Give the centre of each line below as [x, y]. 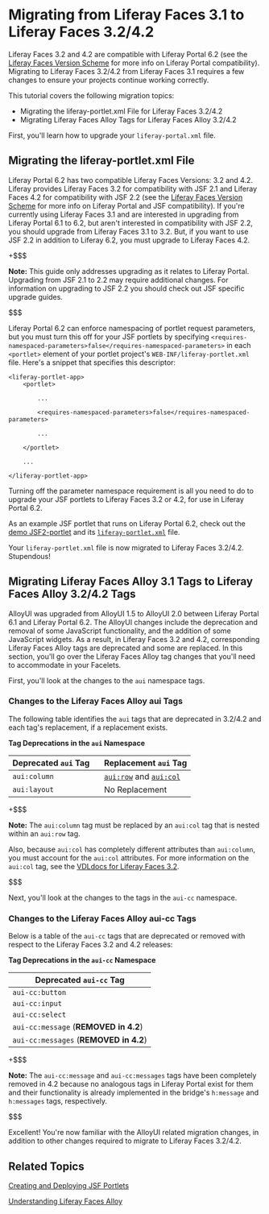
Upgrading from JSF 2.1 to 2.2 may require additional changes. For [118, 280]
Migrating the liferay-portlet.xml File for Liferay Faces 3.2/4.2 [121, 111]
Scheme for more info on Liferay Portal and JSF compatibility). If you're [126, 205]
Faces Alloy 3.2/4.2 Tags [72, 594]
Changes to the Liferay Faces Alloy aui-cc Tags [103, 918]
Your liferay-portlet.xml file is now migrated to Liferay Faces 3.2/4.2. [126, 547]
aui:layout [33, 789]
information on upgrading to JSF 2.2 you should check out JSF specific [126, 288]
